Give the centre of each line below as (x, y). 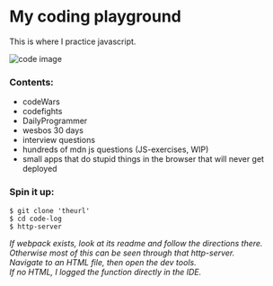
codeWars (41, 102)
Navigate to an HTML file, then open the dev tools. (103, 262)
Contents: (31, 82)
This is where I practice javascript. (73, 41)
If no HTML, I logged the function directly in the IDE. (106, 272)
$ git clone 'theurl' (50, 210)
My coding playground (95, 17)
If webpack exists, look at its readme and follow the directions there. (136, 243)
